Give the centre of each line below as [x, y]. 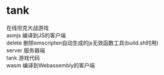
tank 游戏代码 [23, 58]
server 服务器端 [26, 50]
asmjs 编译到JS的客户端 [36, 35]
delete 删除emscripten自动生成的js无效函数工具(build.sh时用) [82, 43]
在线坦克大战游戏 [28, 28]
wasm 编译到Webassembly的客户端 [51, 65]
